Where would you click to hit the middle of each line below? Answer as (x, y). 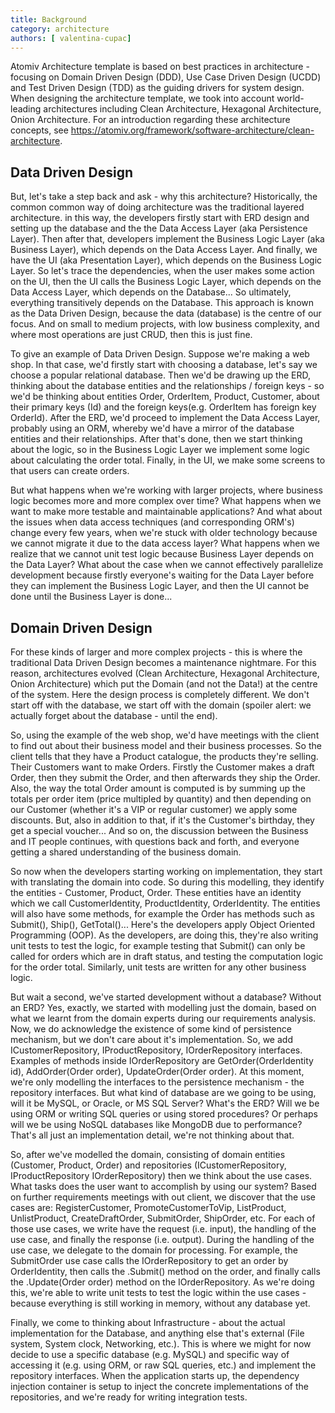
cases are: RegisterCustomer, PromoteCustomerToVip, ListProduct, (148, 1207)
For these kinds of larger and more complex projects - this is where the (156, 652)
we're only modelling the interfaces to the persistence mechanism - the (157, 1082)
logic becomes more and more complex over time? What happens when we (166, 501)
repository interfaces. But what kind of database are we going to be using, (163, 1092)
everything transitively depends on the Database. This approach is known (162, 303)
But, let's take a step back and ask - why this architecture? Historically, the (164, 197)
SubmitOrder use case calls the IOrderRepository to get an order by (149, 1260)
